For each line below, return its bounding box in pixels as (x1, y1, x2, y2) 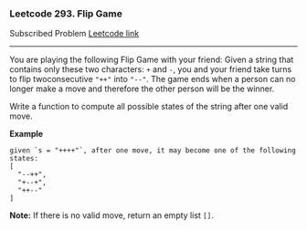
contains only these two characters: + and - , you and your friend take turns (9, 64, 292, 75)
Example (9, 129, 44, 140)
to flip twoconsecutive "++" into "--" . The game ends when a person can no (9, 74, 296, 85)
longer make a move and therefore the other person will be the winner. (9, 83, 275, 94)
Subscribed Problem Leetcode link (9, 28, 140, 39)
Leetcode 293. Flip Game (9, 7, 123, 20)
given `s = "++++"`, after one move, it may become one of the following (9, 146, 297, 155)
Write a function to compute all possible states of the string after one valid (9, 101, 289, 112)
